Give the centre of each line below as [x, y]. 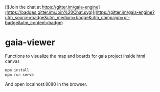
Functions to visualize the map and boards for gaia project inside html [75, 56]
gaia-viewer [30, 42]
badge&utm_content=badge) [34, 23]
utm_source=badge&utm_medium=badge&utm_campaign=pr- [68, 17]
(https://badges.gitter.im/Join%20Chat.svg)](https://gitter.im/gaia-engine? [80, 12]
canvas [12, 61]
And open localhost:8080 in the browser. [46, 84]
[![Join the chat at [23, 7]
